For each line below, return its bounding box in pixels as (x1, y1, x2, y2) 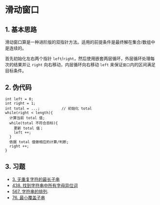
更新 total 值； (14, 126, 44, 130)
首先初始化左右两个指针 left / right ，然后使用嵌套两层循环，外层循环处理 (5, 56, 151, 61)
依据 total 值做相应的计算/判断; (9, 139, 69, 144)
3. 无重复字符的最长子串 (12, 176, 60, 182)
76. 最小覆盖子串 (12, 194, 45, 200)
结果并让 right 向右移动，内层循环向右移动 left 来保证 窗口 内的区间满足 (13, 62, 156, 67)
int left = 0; (5, 96, 34, 101)
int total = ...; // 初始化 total (5, 106, 92, 111)
